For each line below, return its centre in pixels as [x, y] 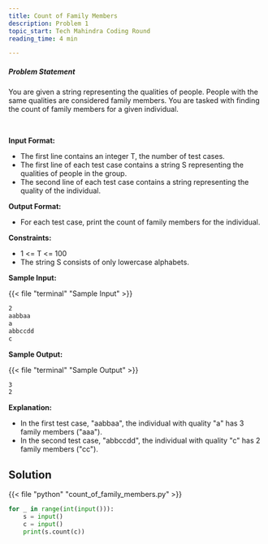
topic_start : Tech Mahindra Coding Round [80, 31]
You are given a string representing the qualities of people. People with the [133, 92]
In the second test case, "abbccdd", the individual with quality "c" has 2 [140, 441]
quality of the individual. [61, 191]
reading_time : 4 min [43, 39]
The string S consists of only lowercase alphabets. [104, 262]
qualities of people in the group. [73, 173]
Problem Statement [42, 71]
